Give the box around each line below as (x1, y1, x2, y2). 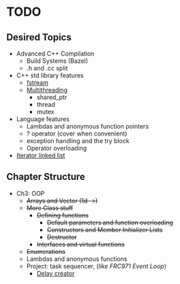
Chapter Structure (6, 171, 86, 183)
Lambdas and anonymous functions (26, 255, 127, 263)
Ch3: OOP (16, 189, 45, 197)
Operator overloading (26, 144, 87, 152)
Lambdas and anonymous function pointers (26, 122, 149, 130)
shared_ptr (36, 93, 67, 101)
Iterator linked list (16, 151, 65, 159)
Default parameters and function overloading (46, 218, 173, 227)
